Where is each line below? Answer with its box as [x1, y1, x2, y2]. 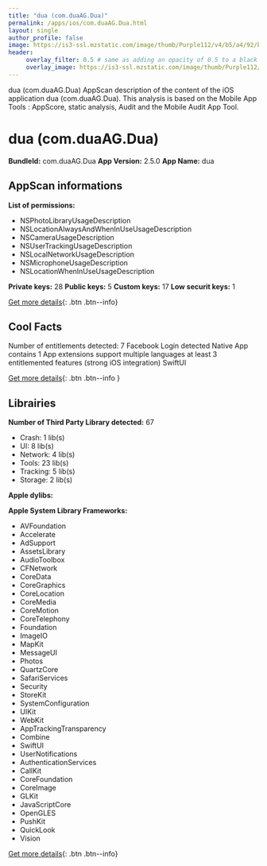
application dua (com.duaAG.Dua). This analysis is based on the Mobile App [8, 93, 257, 103]
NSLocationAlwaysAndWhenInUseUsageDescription [19, 224, 192, 234]
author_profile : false [8, 33, 83, 42]
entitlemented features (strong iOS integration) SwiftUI [8, 358, 187, 368]
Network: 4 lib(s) [19, 450, 75, 459]
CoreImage [19, 783, 57, 793]
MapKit [19, 640, 44, 649]
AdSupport [19, 538, 56, 548]
